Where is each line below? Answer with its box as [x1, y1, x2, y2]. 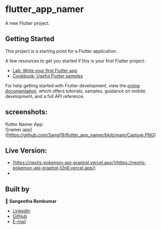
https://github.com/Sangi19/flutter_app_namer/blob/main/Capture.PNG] [8, 132, 156, 138]
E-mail [12, 218, 26, 224]
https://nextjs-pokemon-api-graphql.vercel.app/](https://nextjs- [14, 160, 146, 166]
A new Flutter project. [5, 20, 50, 26]
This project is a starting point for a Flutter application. [5, 48, 117, 54]
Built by [5, 185, 30, 193]
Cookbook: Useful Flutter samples [12, 73, 83, 79]
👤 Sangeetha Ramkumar [5, 198, 57, 204]
